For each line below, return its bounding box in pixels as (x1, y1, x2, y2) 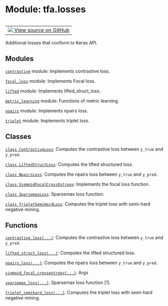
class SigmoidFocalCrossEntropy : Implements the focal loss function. (5, 181, 150, 187)
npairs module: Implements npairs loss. (5, 107, 88, 113)
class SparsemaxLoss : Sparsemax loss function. (5, 191, 104, 197)
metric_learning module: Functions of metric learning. (5, 98, 120, 104)
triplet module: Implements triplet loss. (5, 117, 90, 124)
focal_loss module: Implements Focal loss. (5, 78, 96, 84)
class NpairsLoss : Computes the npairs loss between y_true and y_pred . (5, 171, 158, 177)
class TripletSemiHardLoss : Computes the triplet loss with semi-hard (5, 201, 151, 207)
